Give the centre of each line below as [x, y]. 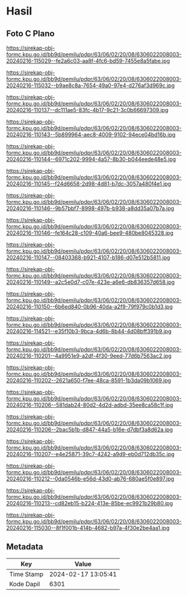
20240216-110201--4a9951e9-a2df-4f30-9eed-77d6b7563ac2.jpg [89, 356]
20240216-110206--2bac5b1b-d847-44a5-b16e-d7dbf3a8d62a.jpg [89, 430]
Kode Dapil [25, 584]
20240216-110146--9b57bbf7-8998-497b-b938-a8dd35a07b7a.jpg [90, 208]
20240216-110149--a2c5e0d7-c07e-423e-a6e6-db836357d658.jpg [90, 282]
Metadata [25, 547]
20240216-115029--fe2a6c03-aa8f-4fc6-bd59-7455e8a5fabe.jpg [88, 61]
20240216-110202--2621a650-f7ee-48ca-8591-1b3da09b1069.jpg [89, 380]
